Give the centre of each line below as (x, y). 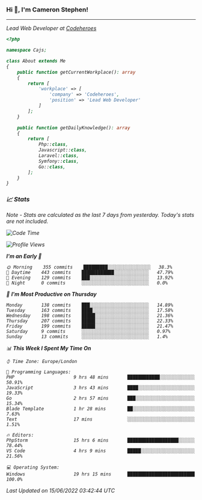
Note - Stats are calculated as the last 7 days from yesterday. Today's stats (100, 215)
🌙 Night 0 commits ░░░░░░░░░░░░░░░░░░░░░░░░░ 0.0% (87, 283)
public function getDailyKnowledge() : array (74, 128)
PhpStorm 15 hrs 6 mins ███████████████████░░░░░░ (101, 440)
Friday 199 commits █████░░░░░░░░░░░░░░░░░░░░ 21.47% (90, 326)
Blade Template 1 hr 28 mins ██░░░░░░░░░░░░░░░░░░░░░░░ (101, 409)
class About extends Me (36, 61)
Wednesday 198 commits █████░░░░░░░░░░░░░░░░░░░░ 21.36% (90, 316)
